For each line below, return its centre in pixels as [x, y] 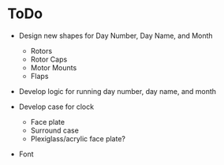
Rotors [41, 51]
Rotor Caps [49, 59]
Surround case [55, 130]
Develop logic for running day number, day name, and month [118, 91]
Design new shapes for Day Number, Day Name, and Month [116, 36]
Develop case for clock [56, 107]
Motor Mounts [54, 67]
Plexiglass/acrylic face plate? [78, 138]
